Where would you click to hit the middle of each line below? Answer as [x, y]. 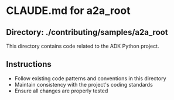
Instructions [29, 64]
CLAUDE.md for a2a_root [68, 11]
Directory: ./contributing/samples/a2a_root [87, 32]
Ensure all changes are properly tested [61, 91]
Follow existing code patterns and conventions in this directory [90, 78]
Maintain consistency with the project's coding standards [84, 84]
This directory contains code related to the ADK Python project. [83, 46]
